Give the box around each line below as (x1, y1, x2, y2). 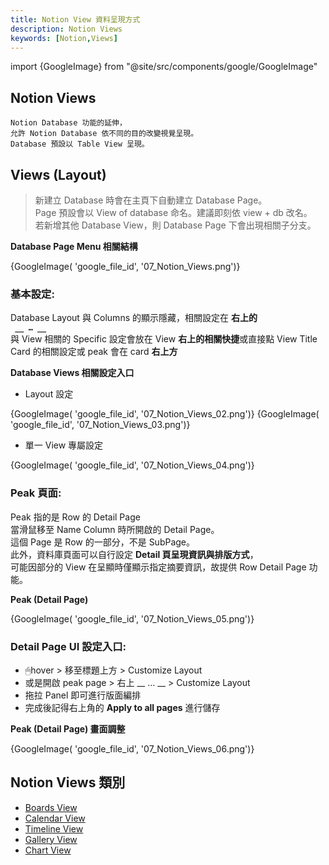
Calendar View (24, 812, 86, 824)
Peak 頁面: (10, 486, 62, 500)
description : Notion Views (10, 24, 123, 34)
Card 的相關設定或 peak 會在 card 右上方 (10, 346, 178, 358)
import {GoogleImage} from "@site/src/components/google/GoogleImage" (10, 61, 318, 73)
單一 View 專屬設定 (24, 439, 104, 451)
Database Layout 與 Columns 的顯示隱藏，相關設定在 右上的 (10, 312, 258, 324)
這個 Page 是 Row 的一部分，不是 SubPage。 (10, 536, 196, 548)
